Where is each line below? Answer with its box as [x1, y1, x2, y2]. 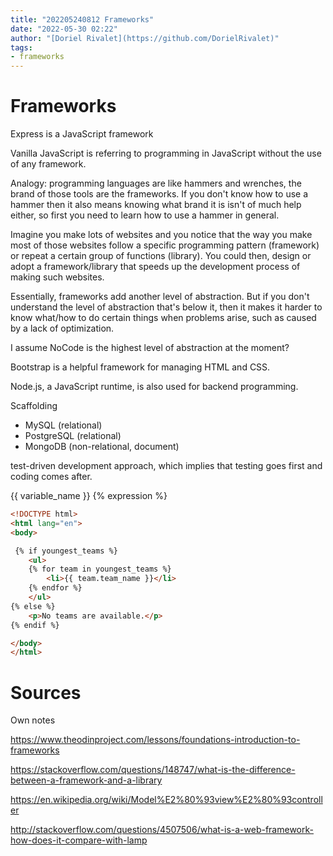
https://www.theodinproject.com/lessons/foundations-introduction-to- [10, 734, 301, 746]
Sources [10, 681, 82, 704]
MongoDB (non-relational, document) [24, 441, 180, 453]
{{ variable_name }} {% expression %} [10, 490, 168, 502]
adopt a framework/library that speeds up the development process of [10, 261, 301, 273]
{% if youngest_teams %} [14, 546, 118, 556]
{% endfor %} [28, 583, 83, 593]
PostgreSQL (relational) [24, 430, 122, 442]
